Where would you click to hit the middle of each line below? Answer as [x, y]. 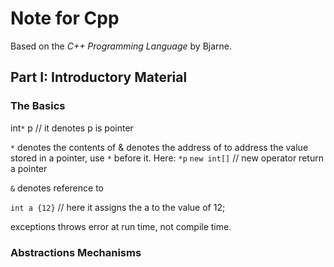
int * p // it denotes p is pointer [72, 128]
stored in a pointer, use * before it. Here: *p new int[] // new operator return [167, 158]
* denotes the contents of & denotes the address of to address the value [159, 147]
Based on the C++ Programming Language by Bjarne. [121, 46]
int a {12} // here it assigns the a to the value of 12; [118, 207]
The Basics [38, 106]
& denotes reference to [57, 188]
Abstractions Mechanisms [76, 252]
